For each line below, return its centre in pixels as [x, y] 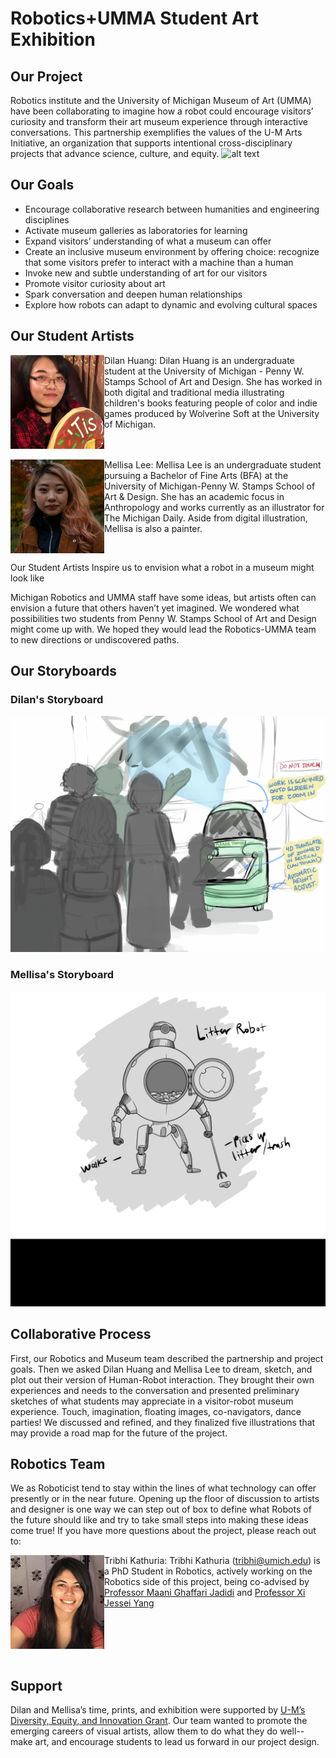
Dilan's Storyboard [57, 700]
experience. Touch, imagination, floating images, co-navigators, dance [156, 1411]
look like [27, 578]
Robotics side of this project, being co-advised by [207, 1582]
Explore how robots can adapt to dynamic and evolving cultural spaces [171, 304]
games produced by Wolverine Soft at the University [212, 413]
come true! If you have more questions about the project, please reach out [163, 1531]
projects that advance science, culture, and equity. [115, 153]
